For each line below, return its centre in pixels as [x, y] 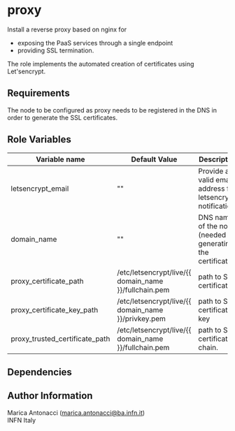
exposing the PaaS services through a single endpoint [95, 43]
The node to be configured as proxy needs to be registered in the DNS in [112, 110]
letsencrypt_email [40, 189]
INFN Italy [22, 420]
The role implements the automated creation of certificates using [101, 64]
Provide [211, 171]
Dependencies [40, 372]
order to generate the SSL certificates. [62, 117]
